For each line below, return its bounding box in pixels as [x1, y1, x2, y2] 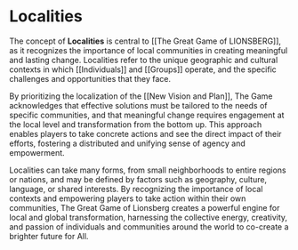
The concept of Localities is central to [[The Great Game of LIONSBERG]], [9, 36, 282, 46]
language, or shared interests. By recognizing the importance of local [9, 183, 263, 194]
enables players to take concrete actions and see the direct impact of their [9, 128, 282, 139]
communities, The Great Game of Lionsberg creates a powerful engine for [9, 202, 280, 213]
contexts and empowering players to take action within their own [9, 193, 246, 204]
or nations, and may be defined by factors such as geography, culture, [9, 173, 268, 184]
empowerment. [9, 147, 65, 157]
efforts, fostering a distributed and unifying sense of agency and [9, 138, 246, 149]
